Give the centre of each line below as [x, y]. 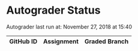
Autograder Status [53, 10]
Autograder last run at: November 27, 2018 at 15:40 [69, 27]
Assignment [61, 41]
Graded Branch [106, 41]
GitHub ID [23, 41]
